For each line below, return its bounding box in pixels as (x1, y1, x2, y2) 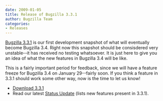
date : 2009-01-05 (5, 7, 42, 12)
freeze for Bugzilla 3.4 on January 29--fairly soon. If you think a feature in (5, 70, 158, 76)
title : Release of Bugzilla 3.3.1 (5, 12, 78, 17)
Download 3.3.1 (12, 85, 44, 91)
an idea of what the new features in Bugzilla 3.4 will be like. (5, 55, 128, 61)
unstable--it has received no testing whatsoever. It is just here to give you (5, 50, 157, 56)
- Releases (5, 26, 28, 31)
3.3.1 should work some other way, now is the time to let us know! (5, 76, 140, 82)
